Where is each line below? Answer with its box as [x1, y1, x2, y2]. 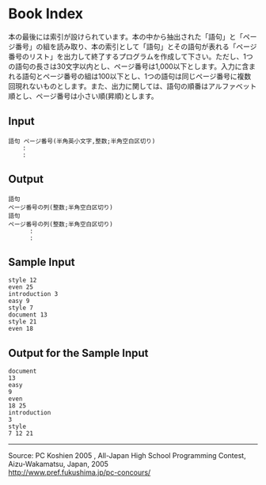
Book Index [8, 5, 84, 23]
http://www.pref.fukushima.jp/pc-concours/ [8, 468, 151, 477]
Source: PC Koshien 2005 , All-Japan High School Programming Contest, [8, 451, 247, 460]
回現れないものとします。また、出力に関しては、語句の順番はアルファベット [8, 81, 257, 91]
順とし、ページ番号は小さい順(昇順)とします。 [8, 91, 158, 100]
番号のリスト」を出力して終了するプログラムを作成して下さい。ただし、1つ [8, 51, 253, 61]
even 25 [8, 283, 34, 291]
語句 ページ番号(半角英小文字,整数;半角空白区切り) [8, 137, 156, 145]
